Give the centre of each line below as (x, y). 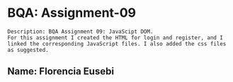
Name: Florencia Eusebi (61, 71)
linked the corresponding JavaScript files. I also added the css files (117, 43)
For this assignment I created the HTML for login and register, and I (115, 37)
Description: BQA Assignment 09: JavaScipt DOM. (80, 32)
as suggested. (28, 50)
